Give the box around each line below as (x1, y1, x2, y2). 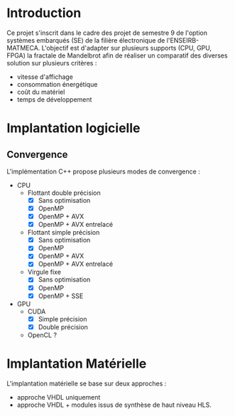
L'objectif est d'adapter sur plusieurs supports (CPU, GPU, (41, 43, 212, 52)
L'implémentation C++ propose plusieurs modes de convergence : (6, 167, 200, 176)
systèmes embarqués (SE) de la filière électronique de (6, 36, 165, 44)
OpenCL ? (27, 331, 58, 339)
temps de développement (16, 95, 92, 104)
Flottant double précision (27, 188, 101, 197)
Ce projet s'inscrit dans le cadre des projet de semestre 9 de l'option (6, 28, 207, 37)
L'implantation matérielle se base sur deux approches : (6, 379, 167, 388)
